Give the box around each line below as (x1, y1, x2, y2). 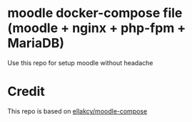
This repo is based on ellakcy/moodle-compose (7, 106, 148, 115)
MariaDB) (7, 35, 65, 51)
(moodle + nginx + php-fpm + (7, 20, 186, 36)
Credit (7, 84, 45, 100)
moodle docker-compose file (7, 5, 183, 21)
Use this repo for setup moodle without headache (7, 58, 153, 67)
